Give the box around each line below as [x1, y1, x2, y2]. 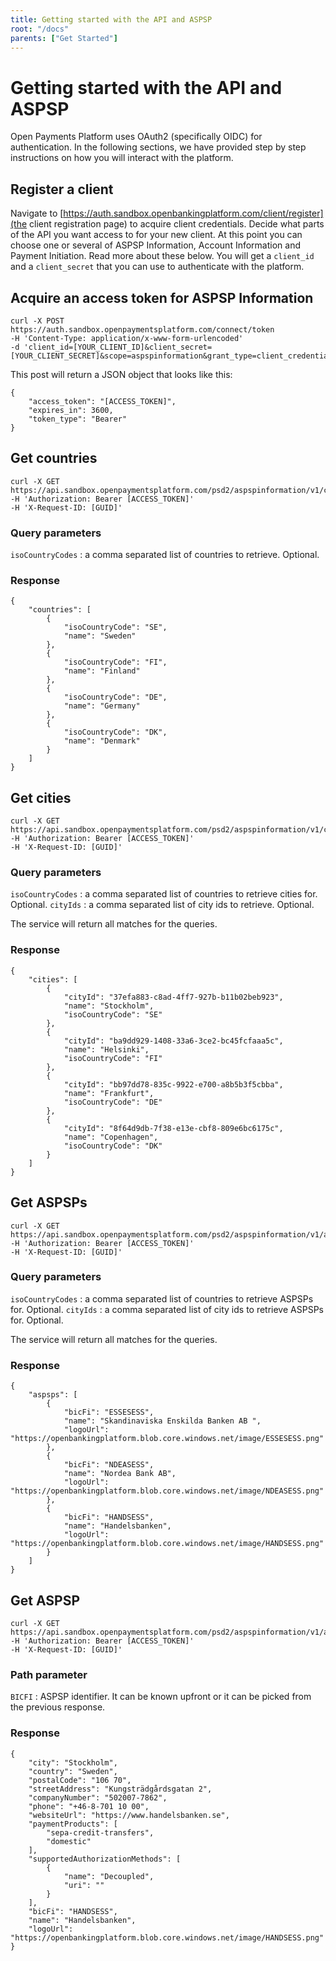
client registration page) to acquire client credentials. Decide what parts [29, 218, 325, 230]
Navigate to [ [10, 207, 64, 220]
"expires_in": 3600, [28, 405, 114, 415]
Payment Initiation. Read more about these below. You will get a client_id [10, 250, 315, 262]
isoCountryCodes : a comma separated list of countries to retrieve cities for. [10, 888, 318, 900]
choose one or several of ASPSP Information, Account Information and [10, 239, 302, 251]
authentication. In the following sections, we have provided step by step [10, 141, 307, 153]
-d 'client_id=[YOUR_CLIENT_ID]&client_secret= [10, 342, 213, 352]
